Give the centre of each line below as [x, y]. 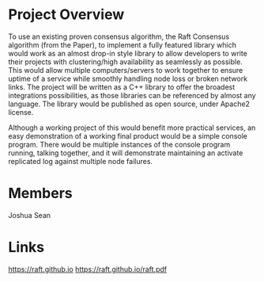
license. [21, 112]
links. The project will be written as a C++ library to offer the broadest [122, 87]
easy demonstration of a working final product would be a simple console [128, 135]
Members [40, 194]
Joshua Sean [30, 215]
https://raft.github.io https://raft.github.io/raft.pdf [88, 269]
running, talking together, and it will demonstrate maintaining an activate [126, 153]
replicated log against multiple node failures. [80, 161]
